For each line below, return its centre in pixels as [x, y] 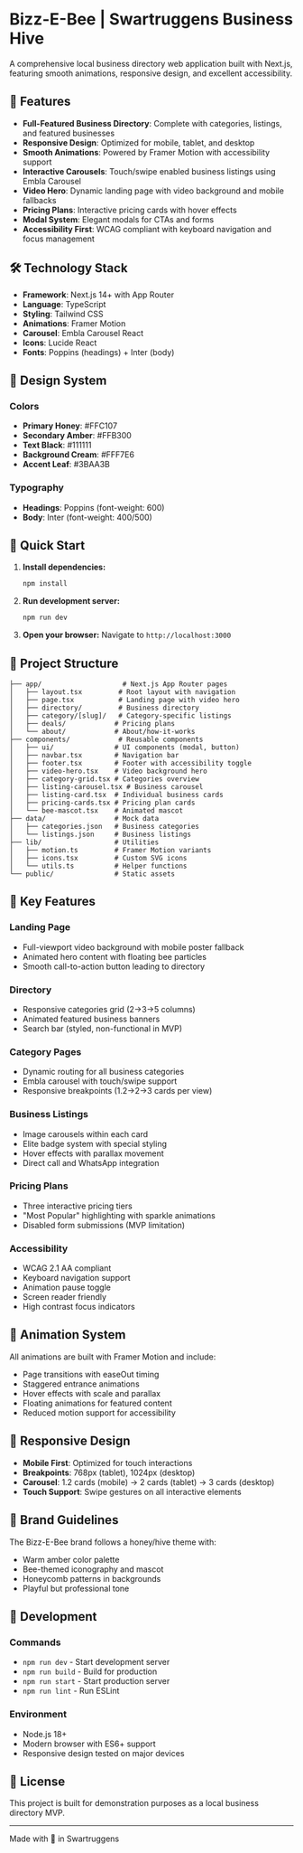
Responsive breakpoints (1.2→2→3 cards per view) [117, 1091]
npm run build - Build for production [90, 1671]
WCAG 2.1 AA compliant [67, 1268]
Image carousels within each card [85, 1133]
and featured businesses [69, 133]
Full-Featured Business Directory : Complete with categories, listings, [152, 123]
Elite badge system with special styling [94, 1143]
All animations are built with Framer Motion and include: [113, 1357]
